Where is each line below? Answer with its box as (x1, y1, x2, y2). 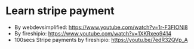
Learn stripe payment (5, 4, 115, 18)
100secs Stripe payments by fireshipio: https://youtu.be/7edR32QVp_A (14, 36, 189, 43)
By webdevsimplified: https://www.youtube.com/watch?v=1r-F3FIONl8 (14, 24, 189, 31)
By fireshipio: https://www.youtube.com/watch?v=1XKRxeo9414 (14, 30, 171, 37)
